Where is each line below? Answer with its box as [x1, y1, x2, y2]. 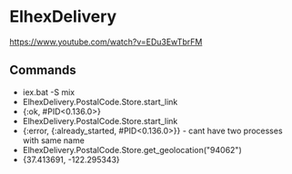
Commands [9, 63, 77, 78]
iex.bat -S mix [22, 86, 76, 97]
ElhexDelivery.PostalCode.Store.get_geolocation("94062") [22, 144, 243, 155]
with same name [22, 134, 85, 146]
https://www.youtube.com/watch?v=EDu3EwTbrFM [9, 36, 203, 47]
